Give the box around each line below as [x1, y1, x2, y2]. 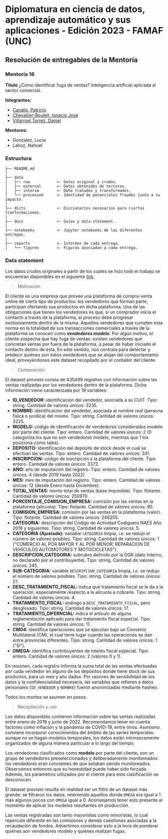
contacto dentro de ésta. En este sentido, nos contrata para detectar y [5, 347, 150, 353]
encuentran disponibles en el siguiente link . [5, 274, 95, 280]
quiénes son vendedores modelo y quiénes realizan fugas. [5, 828, 126, 834]
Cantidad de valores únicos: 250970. [12, 493, 89, 499]
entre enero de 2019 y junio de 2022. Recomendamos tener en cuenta [5, 719, 150, 725]
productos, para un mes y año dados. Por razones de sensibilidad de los [5, 674, 155, 680]
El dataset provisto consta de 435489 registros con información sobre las [5, 377, 157, 383]
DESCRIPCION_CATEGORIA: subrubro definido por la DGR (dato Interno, [12, 552, 163, 558]
